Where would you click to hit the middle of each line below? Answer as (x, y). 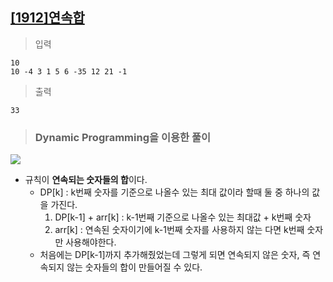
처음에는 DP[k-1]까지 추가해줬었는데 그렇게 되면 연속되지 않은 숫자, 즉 (175, 255)
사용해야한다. (91, 242)
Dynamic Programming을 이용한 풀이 (123, 137)
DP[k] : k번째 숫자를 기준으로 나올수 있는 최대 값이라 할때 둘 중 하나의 (174, 192)
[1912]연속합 (47, 18)
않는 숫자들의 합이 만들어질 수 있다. (134, 267)
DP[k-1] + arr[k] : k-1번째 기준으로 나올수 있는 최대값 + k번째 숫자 (183, 217)
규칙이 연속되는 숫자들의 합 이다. (86, 180)
